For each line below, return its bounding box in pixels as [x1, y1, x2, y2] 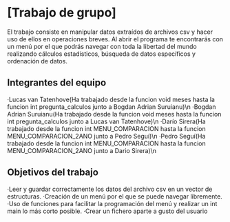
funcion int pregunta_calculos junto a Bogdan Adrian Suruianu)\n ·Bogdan [7, 102, 216, 111]
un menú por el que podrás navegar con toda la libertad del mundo [7, 42, 198, 50]
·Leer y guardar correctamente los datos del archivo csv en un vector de [7, 185, 213, 193]
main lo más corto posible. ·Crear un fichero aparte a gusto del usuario [7, 207, 208, 215]
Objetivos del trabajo [7, 167, 98, 179]
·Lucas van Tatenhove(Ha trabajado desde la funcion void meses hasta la [7, 95, 216, 103]
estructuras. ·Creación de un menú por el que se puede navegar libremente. [7, 192, 222, 201]
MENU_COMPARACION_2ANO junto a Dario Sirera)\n [7, 146, 157, 154]
